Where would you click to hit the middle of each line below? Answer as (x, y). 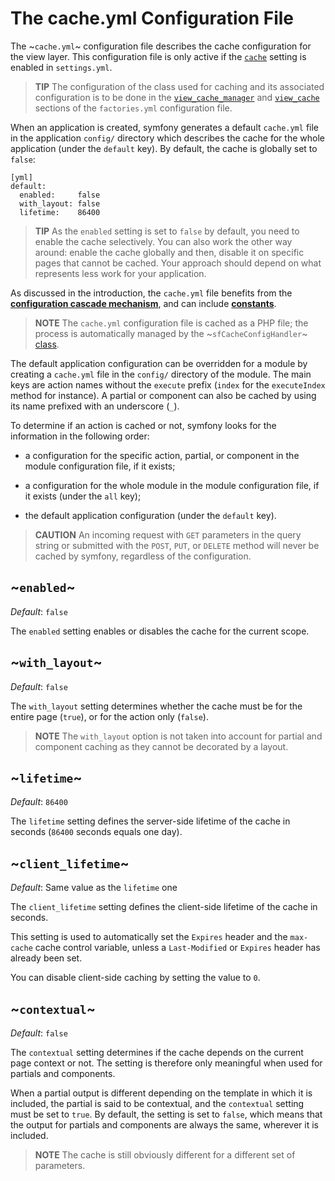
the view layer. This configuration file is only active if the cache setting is (158, 56)
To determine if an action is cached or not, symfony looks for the (143, 425)
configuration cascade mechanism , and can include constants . (143, 303)
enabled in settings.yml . (61, 67)
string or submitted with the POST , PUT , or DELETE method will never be (177, 545)
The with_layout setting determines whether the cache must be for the (156, 706)
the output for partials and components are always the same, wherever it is (164, 1125)
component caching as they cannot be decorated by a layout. (161, 746)
